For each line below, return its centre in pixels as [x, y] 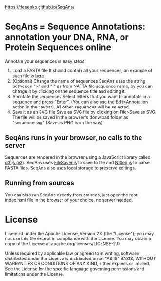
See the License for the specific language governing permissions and [75, 269]
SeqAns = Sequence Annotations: [75, 27]
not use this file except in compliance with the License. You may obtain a [78, 238]
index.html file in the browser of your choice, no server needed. [69, 200]
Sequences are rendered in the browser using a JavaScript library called [78, 157]
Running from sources [40, 183]
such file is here [28, 76]
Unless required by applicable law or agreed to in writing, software [72, 253]
